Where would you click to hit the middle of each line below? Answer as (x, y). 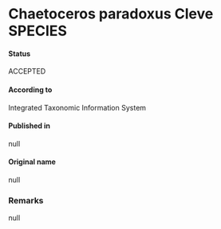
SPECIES (38, 31)
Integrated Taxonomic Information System (77, 107)
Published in (29, 126)
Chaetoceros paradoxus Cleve (111, 14)
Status (20, 54)
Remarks (26, 200)
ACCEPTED (27, 71)
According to (30, 90)
